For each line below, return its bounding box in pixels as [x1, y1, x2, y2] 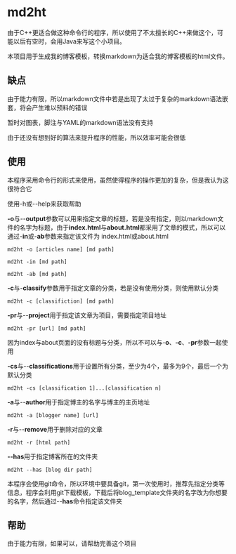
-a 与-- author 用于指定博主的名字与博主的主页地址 [7, 397, 150, 406]
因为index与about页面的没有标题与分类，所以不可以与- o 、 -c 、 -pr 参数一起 [7, 338, 223, 346]
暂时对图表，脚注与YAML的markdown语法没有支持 [7, 118, 154, 126]
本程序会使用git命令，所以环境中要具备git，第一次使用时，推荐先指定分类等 [7, 479, 225, 488]
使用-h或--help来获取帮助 [7, 199, 81, 208]
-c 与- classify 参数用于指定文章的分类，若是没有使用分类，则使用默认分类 [7, 284, 219, 292]
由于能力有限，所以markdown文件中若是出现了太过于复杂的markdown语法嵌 [7, 94, 228, 103]
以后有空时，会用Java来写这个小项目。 [13, 37, 126, 46]
